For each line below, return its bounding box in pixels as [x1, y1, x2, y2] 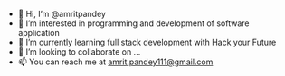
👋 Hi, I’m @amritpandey [17, 9, 107, 19]
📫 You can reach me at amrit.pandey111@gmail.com [17, 56, 214, 67]
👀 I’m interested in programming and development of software [17, 18, 250, 29]
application [17, 28, 61, 38]
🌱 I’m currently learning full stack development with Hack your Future [17, 37, 277, 47]
